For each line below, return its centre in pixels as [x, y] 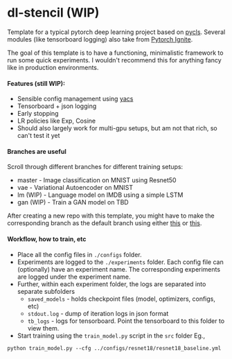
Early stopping [38, 114]
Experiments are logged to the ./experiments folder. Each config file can [120, 262]
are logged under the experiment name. [74, 277]
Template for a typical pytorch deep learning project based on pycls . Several [116, 32]
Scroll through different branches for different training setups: [95, 167]
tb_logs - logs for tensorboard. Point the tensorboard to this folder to [126, 321]
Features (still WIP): [36, 83]
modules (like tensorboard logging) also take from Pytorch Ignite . [100, 39]
